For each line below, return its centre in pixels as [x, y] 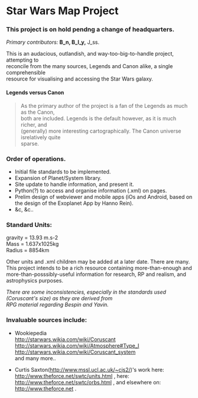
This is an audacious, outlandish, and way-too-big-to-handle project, [90, 54]
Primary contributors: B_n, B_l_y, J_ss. [53, 42]
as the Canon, [38, 112]
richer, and [34, 124]
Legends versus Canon [35, 92]
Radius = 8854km [28, 251]
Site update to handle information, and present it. [74, 184]
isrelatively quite [40, 137]
